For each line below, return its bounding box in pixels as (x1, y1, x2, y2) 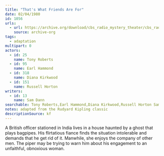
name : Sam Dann (14, 98, 45, 103)
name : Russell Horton (14, 84, 58, 89)
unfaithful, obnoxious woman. (5, 145, 65, 151)
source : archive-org (14, 30, 56, 35)
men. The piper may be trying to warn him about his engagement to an (5, 140, 147, 146)
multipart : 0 (5, 43, 32, 48)
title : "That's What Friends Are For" (5, 7, 84, 12)
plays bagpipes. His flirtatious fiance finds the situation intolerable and (5, 130, 147, 136)
